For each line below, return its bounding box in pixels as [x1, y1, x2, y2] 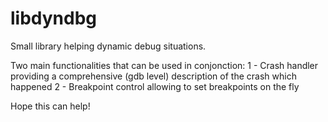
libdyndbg [10, 7, 98, 30]
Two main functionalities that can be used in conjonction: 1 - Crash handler [10, 59, 319, 71]
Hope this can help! [10, 100, 91, 112]
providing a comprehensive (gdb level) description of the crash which [10, 70, 297, 82]
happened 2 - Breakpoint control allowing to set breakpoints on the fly [10, 80, 300, 92]
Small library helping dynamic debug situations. [10, 40, 207, 52]
